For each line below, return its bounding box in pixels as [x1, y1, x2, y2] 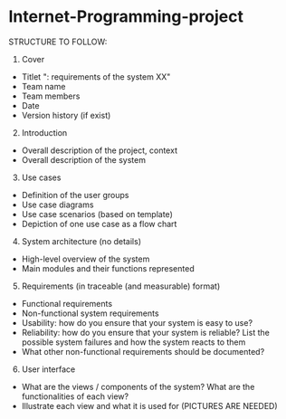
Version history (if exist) [21, 110, 111, 120]
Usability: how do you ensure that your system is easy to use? [21, 317, 253, 328]
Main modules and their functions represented [21, 262, 195, 273]
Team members [21, 90, 81, 101]
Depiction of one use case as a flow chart [21, 218, 177, 229]
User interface [21, 364, 76, 375]
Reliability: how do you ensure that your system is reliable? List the [21, 327, 271, 338]
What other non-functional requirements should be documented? [21, 346, 265, 357]
